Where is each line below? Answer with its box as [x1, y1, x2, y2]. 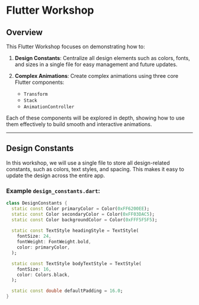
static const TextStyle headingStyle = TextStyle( [11, 228, 139, 234]
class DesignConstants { [6, 200, 68, 206]
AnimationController [23, 104, 75, 110]
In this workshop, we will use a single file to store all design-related [6, 159, 170, 166]
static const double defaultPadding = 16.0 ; [11, 288, 123, 294]
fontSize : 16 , [17, 266, 52, 272]
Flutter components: [14, 78, 65, 86]
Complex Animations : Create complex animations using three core [14, 73, 179, 79]
